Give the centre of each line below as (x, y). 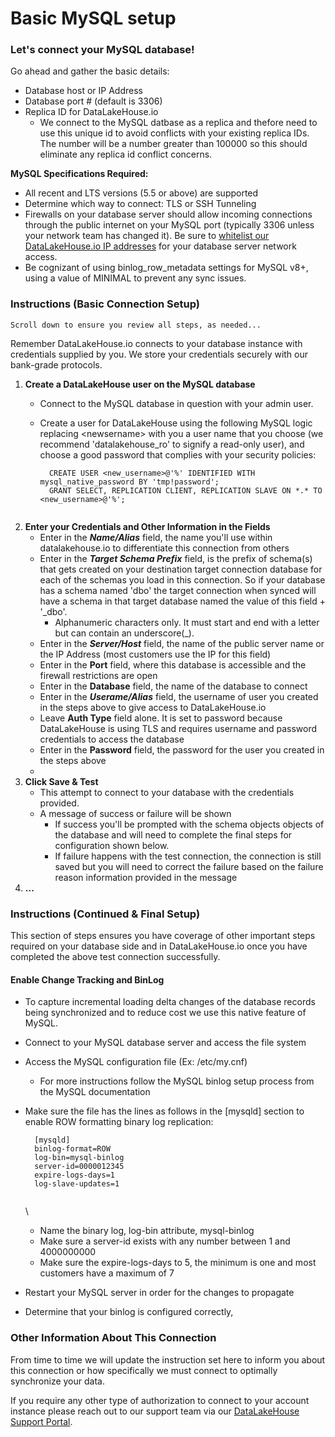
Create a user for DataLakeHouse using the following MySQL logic (176, 423)
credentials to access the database (112, 739)
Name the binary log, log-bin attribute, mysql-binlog (147, 1231)
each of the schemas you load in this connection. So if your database (182, 579)
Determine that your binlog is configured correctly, (129, 1312)
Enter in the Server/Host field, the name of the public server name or (182, 643)
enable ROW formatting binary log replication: (119, 1122)
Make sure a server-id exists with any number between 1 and (165, 1241)
